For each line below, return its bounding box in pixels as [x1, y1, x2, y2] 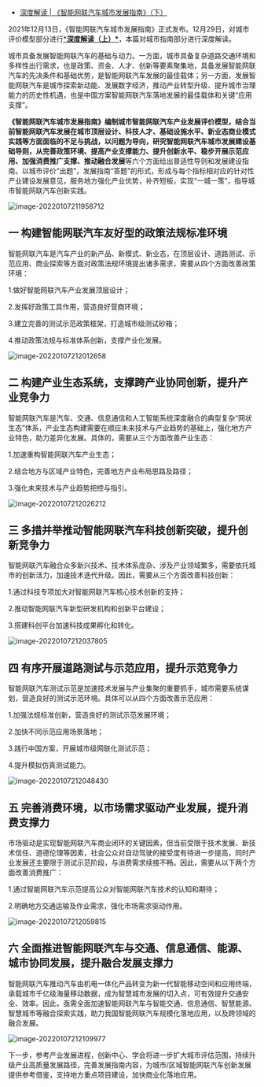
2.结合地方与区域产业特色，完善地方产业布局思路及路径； [8, 466, 194, 476]
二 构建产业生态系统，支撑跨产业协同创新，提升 [8, 376, 238, 389]
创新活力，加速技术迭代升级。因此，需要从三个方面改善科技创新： [21, 570, 236, 580]
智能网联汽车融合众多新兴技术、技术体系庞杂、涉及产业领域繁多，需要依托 [8, 561, 249, 570]
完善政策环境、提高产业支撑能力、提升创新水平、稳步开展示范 [42, 147, 242, 156]
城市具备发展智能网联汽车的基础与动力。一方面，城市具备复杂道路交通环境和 [8, 51, 256, 60]
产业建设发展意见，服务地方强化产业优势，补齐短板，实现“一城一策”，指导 [8, 176, 249, 185]
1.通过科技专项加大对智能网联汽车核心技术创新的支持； [8, 587, 185, 597]
